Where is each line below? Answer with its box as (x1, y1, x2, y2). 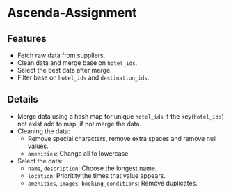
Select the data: (17, 156, 63, 165)
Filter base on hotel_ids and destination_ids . (17, 73, 150, 82)
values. (27, 142, 49, 150)
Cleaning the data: (17, 127, 70, 135)
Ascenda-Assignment (7, 5, 137, 21)
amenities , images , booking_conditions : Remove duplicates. (27, 179, 198, 187)
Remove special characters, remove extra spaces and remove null (27, 134, 217, 142)
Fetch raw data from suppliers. (17, 51, 106, 59)
